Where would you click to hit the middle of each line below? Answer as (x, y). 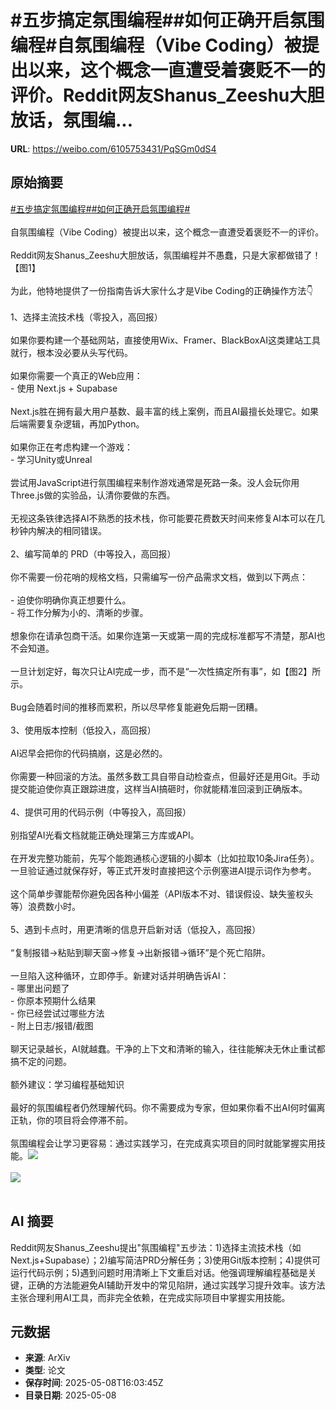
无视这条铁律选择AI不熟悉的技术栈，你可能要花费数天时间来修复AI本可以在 (163, 518)
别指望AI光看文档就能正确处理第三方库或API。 (105, 835)
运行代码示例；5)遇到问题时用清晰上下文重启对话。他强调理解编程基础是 (159, 1272)
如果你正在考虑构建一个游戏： (71, 447)
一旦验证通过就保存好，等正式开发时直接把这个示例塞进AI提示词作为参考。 (163, 870)
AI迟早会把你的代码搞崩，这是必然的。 (89, 753)
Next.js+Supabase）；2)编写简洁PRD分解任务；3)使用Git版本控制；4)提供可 (165, 1260)
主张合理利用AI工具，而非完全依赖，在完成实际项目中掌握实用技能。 (150, 1297)
